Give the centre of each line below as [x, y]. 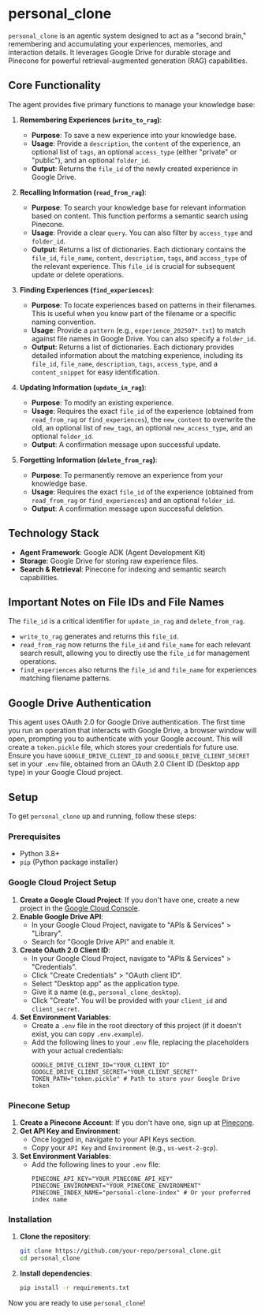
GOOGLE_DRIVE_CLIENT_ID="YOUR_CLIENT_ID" [100, 1065]
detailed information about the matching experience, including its [137, 355]
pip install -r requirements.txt [75, 1287]
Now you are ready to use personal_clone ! [77, 1302]
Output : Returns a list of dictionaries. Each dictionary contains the [138, 249]
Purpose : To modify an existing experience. [103, 402]
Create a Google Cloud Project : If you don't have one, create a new [129, 900]
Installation [30, 1219]
